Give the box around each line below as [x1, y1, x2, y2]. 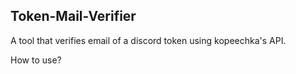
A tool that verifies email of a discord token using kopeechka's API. [10, 34, 287, 46]
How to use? [10, 54, 62, 66]
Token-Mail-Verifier [10, 8, 137, 25]
